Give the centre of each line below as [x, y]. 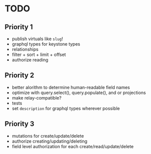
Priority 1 [19, 27]
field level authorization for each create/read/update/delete [73, 146]
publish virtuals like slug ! [37, 39]
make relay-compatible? [37, 98]
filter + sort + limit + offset [39, 54]
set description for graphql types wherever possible [66, 108]
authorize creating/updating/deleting [50, 141]
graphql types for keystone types [46, 44]
